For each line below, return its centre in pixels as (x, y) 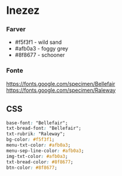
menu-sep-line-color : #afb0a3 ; (45, 151)
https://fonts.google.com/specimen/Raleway (61, 90)
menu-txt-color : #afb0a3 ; (38, 145)
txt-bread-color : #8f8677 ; (40, 162)
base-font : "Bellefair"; (37, 123)
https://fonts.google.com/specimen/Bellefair (61, 83)
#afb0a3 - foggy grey (42, 49)
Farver (16, 29)
